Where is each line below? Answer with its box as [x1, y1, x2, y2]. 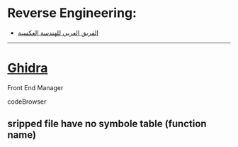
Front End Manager [7, 83, 64, 92]
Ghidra [7, 60, 48, 76]
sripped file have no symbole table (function [7, 118, 207, 130]
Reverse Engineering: [7, 5, 137, 21]
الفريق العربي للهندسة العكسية [17, 28, 99, 37]
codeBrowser [7, 97, 47, 106]
